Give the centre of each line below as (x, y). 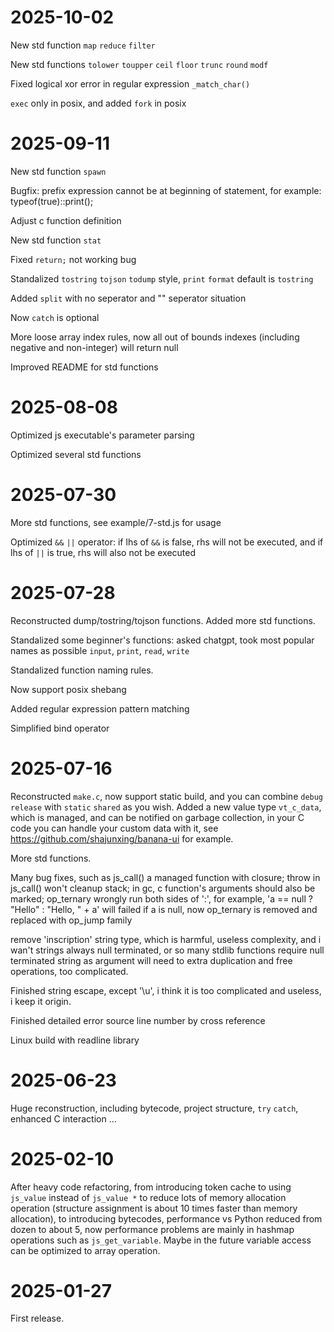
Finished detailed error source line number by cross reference (138, 1020)
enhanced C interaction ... (63, 1118)
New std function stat (56, 240)
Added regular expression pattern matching (100, 708)
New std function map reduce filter (83, 45)
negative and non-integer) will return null (94, 347)
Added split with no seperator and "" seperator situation (128, 298)
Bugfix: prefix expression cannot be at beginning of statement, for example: (166, 190)
